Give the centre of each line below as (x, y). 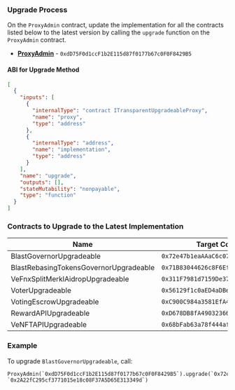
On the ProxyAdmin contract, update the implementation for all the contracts (115, 25)
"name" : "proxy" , (57, 117)
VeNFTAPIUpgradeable (49, 325)
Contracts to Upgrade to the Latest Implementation (95, 226)
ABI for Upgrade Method (43, 69)
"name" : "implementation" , (72, 150)
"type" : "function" (48, 195)
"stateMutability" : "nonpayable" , (70, 189)
